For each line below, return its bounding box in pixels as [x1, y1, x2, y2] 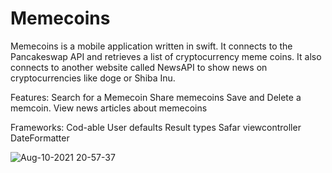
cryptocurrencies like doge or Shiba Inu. [10, 72, 176, 84]
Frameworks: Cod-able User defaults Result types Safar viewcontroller [10, 121, 302, 133]
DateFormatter [10, 132, 70, 144]
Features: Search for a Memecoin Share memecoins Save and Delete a [10, 91, 302, 103]
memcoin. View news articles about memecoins [10, 102, 208, 114]
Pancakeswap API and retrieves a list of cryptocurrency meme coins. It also [10, 50, 322, 62]
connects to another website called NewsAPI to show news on [10, 61, 268, 73]
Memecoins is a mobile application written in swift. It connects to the [10, 40, 293, 52]
